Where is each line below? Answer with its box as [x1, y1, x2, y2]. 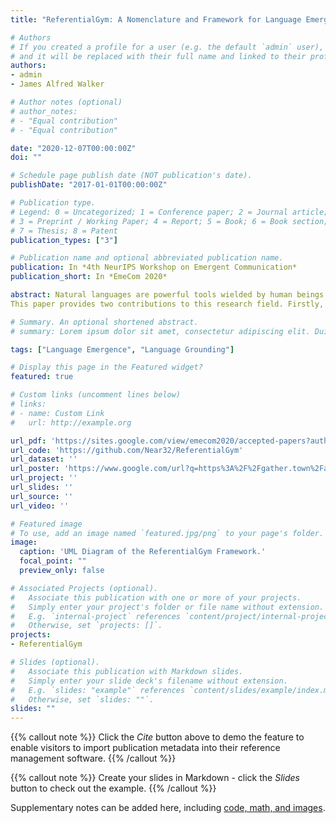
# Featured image [10, 519, 83, 529]
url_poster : [10, 464, 60, 474]
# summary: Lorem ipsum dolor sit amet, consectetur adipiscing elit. [10, 326, 311, 336]
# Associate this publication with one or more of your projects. [10, 592, 302, 603]
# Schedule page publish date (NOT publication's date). [10, 171, 253, 181]
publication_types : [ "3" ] [10, 235, 118, 245]
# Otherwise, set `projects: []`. [10, 621, 163, 631]
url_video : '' [10, 501, 70, 511]
